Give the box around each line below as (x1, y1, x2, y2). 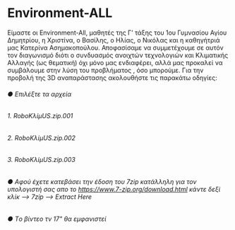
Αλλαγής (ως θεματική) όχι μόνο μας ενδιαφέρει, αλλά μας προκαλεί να (7, 58, 224, 67)
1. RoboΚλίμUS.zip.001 (7, 112, 73, 120)
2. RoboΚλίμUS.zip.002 (7, 133, 76, 142)
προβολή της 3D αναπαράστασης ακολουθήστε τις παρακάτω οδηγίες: (7, 73, 217, 82)
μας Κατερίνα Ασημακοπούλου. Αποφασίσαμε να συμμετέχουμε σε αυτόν (7, 43, 224, 52)
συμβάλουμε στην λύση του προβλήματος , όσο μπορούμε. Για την (7, 66, 204, 74)
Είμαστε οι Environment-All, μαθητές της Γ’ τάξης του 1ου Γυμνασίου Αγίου (7, 28, 227, 37)
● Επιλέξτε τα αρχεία (7, 90, 72, 98)
